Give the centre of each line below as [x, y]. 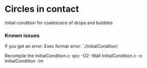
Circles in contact [42, 9]
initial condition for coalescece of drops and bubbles [59, 23]
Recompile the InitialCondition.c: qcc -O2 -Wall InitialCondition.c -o [73, 56]
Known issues [22, 35]
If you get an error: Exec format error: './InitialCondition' [62, 46]
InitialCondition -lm [24, 61]
